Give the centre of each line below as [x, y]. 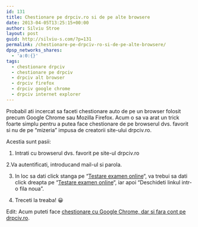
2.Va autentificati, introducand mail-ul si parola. [64, 164]
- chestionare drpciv [38, 67]
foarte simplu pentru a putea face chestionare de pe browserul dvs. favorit [97, 124]
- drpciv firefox [33, 84]
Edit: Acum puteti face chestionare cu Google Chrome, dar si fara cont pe [96, 212]
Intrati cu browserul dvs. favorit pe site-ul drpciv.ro [77, 153]
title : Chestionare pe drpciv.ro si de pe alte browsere [78, 17]
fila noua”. [32, 188]
